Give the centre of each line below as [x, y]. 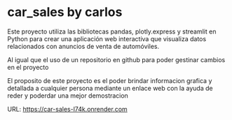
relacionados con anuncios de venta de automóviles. [83, 46]
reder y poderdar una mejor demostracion [68, 96]
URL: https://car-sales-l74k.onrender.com [67, 109]
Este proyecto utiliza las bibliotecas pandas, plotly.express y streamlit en [112, 31]
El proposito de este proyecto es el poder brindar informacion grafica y [110, 80]
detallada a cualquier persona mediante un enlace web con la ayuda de [110, 88]
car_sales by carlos [65, 12]
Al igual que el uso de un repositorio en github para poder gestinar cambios [116, 59]
